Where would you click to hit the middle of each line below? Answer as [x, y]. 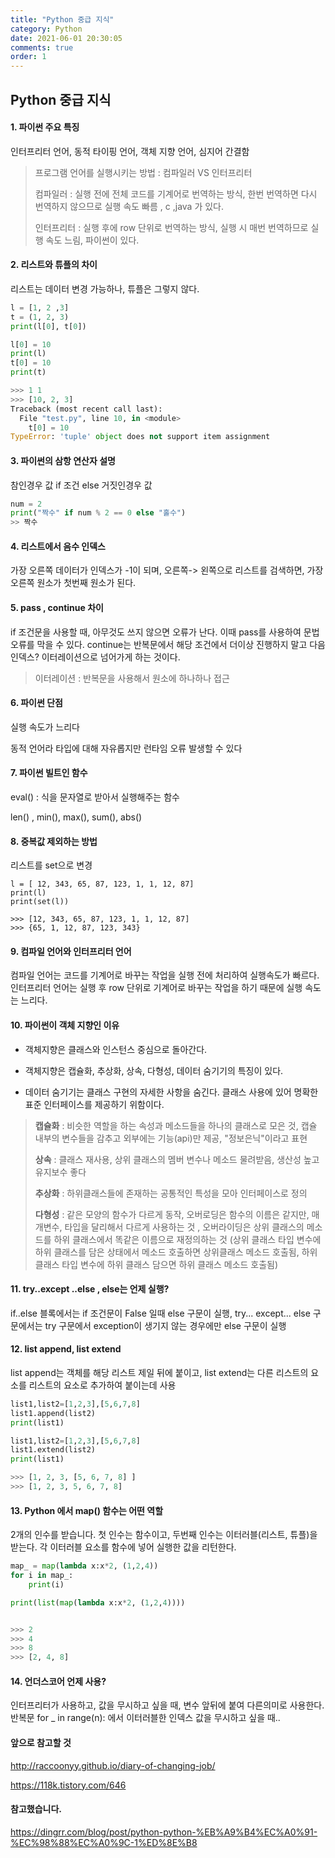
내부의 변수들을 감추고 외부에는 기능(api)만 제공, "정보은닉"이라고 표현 [171, 1138]
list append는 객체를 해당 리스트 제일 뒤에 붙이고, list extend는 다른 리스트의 [159, 1372]
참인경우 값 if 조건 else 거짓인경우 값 [81, 485]
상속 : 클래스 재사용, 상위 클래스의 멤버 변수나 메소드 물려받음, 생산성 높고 [177, 1159]
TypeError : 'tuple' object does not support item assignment [140, 437]
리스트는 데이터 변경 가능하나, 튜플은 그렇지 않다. [105, 288]
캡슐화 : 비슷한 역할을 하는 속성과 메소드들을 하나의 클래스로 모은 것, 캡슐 [176, 1125]
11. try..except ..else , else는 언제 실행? [90, 1289]
